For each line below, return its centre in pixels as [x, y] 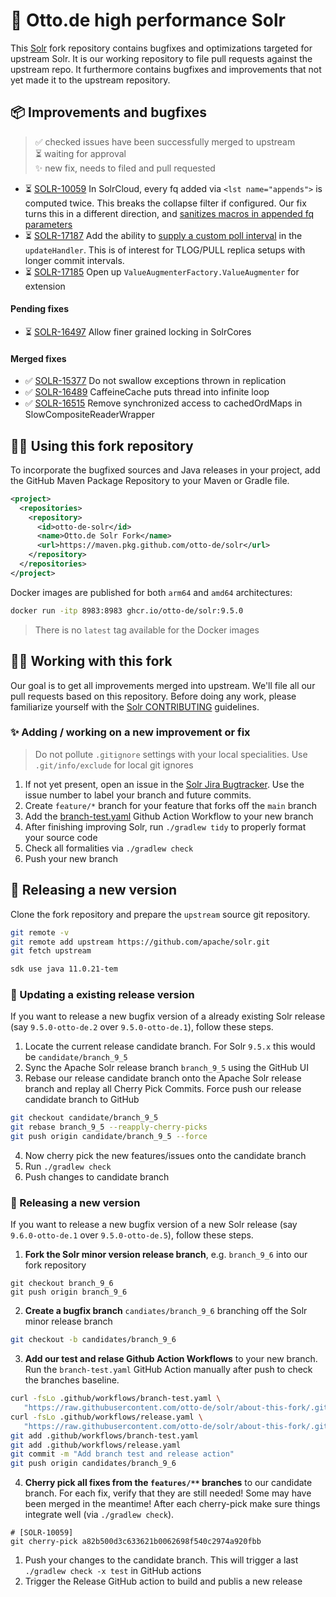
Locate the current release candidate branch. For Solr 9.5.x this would [170, 1046]
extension [45, 286]
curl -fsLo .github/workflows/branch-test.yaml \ [116, 1399]
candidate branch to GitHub [82, 1100]
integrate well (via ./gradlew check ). [99, 1515]
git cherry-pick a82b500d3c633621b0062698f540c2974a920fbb [136, 1542]
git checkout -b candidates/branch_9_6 [93, 1340]
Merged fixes [38, 358]
